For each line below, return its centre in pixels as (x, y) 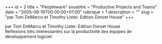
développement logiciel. (29, 36)
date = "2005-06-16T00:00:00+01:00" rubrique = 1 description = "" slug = (79, 12)
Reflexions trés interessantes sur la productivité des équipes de (68, 31)
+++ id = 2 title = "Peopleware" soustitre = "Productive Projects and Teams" (81, 7)
